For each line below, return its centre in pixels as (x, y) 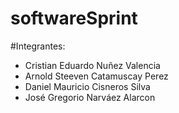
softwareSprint (74, 18)
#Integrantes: (38, 46)
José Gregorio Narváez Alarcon (90, 97)
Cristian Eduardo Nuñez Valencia (92, 65)
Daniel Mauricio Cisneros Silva (87, 86)
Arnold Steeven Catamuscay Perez (96, 76)
